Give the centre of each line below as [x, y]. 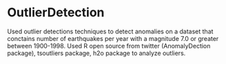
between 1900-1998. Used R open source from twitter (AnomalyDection [109, 46]
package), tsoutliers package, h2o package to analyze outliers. [96, 53]
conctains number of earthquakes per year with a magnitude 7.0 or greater [113, 38]
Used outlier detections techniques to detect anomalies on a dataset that [110, 31]
